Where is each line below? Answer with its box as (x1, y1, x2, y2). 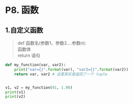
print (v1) (5, 90, 26, 95)
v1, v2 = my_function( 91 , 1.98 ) (5, 85, 72, 90)
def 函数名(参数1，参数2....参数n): (17, 40, 86, 46)
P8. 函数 (5, 4, 39, 16)
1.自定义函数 (5, 26, 43, 34)
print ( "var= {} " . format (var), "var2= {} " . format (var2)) (14, 67, 128, 72)
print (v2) (5, 94, 26, 100)
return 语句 (17, 53, 40, 58)
